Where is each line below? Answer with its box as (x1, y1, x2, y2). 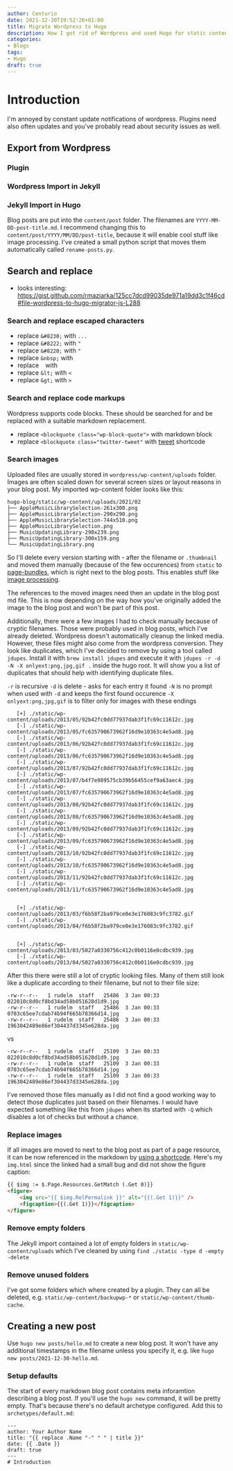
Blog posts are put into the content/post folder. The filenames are (7, 216, 195, 224)
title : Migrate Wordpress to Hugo (7, 23, 107, 30)
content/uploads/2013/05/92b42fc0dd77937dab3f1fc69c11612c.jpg (7, 716, 194, 723)
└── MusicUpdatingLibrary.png (7, 541, 95, 548)
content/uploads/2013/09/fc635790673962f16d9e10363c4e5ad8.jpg (7, 837, 194, 844)
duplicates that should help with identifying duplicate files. (7, 668, 174, 677)
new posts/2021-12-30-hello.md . (7, 1354, 99, 1362)
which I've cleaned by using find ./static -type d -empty (55, 1246, 224, 1255)
